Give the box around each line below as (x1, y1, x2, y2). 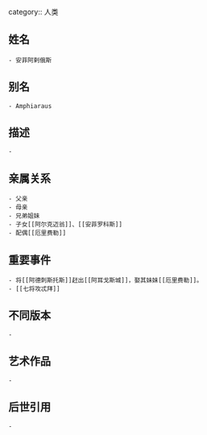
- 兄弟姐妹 (8, 212, 40, 220)
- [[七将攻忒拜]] (8, 285, 60, 293)
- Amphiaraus (8, 101, 52, 110)
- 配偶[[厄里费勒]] (8, 229, 67, 238)
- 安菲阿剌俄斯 (8, 56, 52, 64)
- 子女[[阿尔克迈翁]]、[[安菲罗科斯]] (8, 221, 123, 229)
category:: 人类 (8, 7, 59, 16)
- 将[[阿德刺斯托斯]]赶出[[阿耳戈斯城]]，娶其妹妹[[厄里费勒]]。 (8, 276, 203, 284)
